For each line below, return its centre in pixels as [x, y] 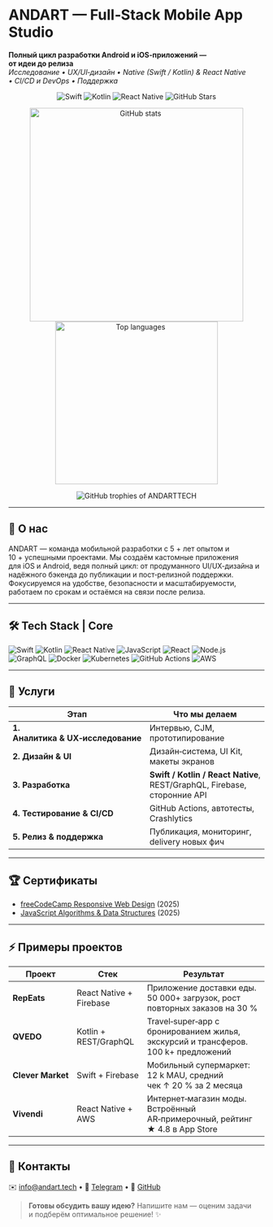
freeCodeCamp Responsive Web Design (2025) [100, 904]
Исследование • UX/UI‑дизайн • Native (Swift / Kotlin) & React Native [127, 72]
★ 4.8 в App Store [182, 1129]
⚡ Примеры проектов [66, 947]
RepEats [29, 998]
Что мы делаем [205, 714]
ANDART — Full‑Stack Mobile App [126, 15]
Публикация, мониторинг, [200, 832]
